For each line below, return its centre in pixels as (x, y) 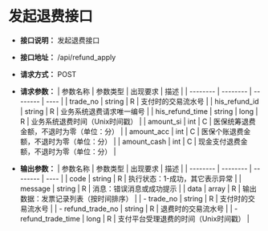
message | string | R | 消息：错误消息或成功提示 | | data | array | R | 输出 (138, 188)
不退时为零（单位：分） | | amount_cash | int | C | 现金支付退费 (137, 141)
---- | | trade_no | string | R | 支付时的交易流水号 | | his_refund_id (152, 101)
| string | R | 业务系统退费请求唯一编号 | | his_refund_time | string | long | (139, 111)
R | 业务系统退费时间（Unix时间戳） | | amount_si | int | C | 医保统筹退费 (138, 121)
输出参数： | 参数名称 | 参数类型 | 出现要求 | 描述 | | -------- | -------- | (136, 168)
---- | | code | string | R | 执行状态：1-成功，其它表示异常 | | (144, 178)
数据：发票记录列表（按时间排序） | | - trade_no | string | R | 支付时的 (134, 198)
